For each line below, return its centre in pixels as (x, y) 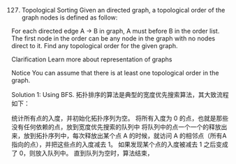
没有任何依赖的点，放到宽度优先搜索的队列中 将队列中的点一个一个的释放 (116, 127)
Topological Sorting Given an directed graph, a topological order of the (123, 10)
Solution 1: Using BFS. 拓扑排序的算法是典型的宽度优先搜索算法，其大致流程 (120, 95)
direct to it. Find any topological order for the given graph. (95, 46)
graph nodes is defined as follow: (69, 17)
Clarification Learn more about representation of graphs (92, 59)
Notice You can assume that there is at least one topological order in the (115, 73)
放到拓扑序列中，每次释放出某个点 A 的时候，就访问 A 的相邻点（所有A (125, 136)
